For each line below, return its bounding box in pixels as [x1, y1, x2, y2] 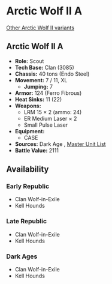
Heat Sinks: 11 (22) [14, 95, 62, 103]
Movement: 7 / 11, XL [14, 76, 68, 83]
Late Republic [6, 217, 47, 226]
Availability [6, 164, 49, 175]
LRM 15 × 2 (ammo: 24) [23, 108, 82, 115]
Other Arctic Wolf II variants [6, 24, 75, 31]
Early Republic [6, 182, 50, 190]
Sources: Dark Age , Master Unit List [14, 140, 106, 148]
